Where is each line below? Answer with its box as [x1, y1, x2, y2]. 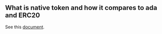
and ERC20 [5, 11, 40, 20]
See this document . [5, 24, 45, 30]
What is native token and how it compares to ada [5, 4, 158, 12]
